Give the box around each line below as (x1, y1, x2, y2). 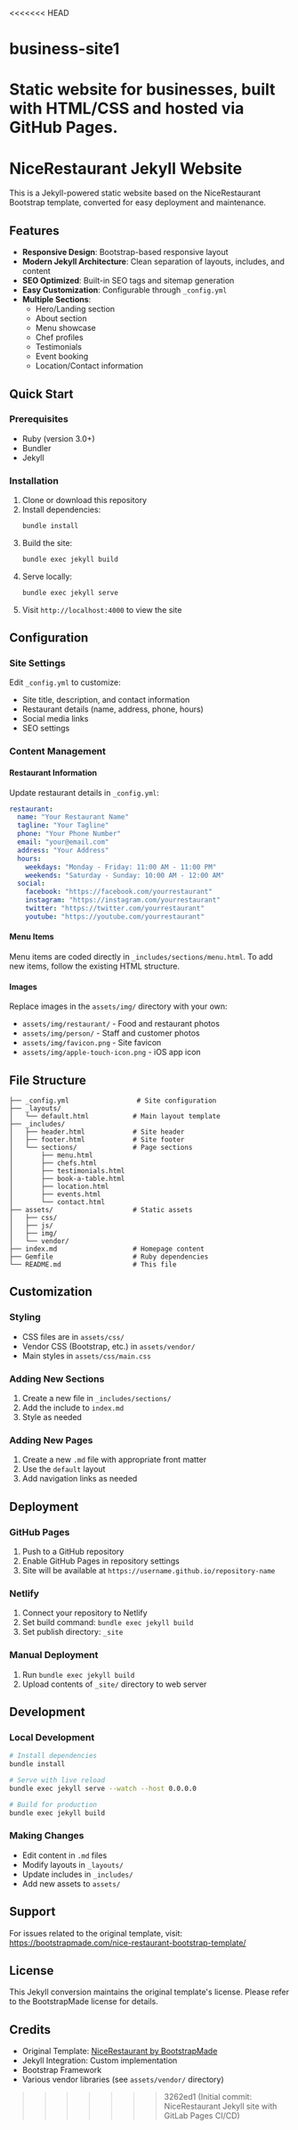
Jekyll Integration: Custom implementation (21, 2055, 178, 2066)
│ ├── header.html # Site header (9, 1127, 185, 1136)
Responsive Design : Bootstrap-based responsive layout (21, 247, 229, 258)
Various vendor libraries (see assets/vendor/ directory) (21, 2074, 224, 2085)
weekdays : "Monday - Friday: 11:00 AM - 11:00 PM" (25, 863, 217, 871)
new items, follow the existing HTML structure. (9, 961, 181, 971)
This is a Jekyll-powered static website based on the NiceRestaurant (9, 187, 261, 199)
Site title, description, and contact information (21, 695, 190, 706)
